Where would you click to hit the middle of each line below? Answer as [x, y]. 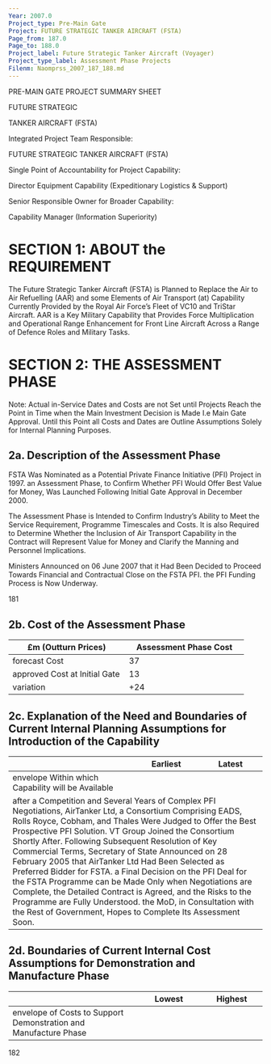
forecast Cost [38, 661]
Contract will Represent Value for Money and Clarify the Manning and [124, 542]
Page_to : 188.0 [34, 46]
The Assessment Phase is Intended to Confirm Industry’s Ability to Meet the [134, 516]
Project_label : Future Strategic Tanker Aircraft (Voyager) [112, 53]
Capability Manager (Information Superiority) [83, 217]
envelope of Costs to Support [68, 1012]
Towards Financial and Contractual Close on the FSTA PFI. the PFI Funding [132, 575]
